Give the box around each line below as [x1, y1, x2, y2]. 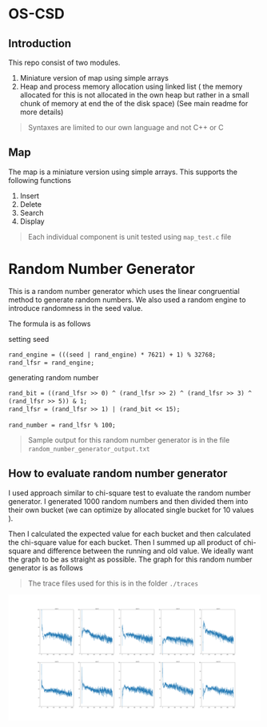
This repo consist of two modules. [8, 58, 121, 67]
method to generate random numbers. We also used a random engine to [8, 295, 246, 304]
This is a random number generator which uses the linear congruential [8, 286, 240, 296]
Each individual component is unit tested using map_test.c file [27, 232, 232, 241]
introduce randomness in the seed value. [8, 303, 143, 312]
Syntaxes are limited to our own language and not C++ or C [27, 123, 224, 132]
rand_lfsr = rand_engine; [8, 359, 94, 367]
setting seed [8, 334, 50, 344]
